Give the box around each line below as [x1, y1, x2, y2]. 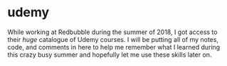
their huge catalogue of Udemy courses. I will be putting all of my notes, [7, 35, 219, 43]
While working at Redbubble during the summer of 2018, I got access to [7, 28, 218, 36]
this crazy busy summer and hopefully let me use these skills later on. [7, 50, 212, 59]
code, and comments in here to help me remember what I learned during [7, 43, 221, 51]
